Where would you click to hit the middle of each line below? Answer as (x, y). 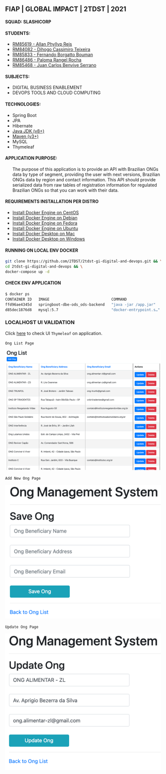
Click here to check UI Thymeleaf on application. (54, 333)
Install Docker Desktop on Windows (48, 239)
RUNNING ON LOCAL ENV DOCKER (41, 250)
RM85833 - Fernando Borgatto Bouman (52, 55)
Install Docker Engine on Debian (45, 218)
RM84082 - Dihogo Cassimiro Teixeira (51, 50)
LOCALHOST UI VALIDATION (40, 323)
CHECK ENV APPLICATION (33, 283)
